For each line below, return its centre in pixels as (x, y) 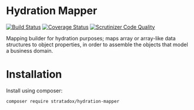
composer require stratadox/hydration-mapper (63, 101)
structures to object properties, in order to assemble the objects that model (97, 44)
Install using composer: (34, 90)
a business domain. (30, 50)
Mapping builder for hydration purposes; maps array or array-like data (91, 38)
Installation (34, 75)
